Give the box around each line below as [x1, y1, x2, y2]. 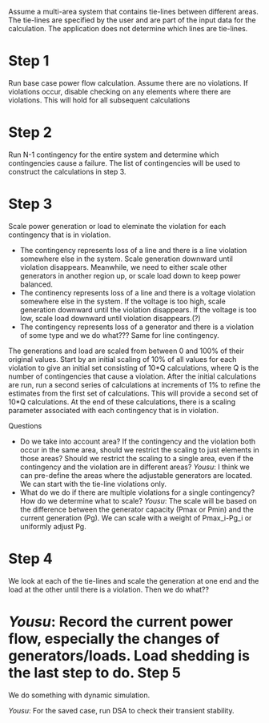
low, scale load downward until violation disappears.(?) [19, 313, 202, 323]
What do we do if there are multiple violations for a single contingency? [19, 488, 255, 497]
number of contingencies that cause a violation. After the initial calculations [8, 372, 257, 381]
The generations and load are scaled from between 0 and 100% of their [8, 346, 244, 355]
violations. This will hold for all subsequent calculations [8, 95, 191, 105]
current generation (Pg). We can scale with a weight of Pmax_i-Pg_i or [19, 512, 252, 523]
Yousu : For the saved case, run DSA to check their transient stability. [8, 705, 235, 715]
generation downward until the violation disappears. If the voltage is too [19, 304, 257, 315]
